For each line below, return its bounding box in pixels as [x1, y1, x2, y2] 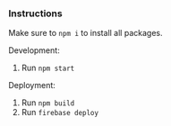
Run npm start [21, 62, 75, 74]
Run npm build [21, 97, 75, 108]
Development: [8, 45, 60, 56]
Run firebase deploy [21, 107, 99, 118]
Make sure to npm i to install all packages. [8, 28, 163, 39]
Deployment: [8, 80, 56, 91]
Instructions [8, 7, 64, 20]
